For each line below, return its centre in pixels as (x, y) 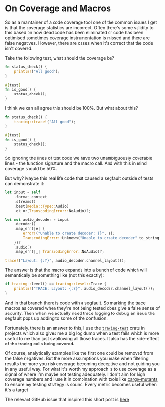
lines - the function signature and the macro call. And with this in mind (76, 163)
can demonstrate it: (25, 184)
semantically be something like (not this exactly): (55, 275)
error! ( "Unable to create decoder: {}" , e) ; (69, 234)
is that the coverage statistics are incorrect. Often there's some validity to (79, 27)
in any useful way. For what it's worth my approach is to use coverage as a (81, 369)
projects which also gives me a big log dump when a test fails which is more (82, 333)
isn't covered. (19, 48)
